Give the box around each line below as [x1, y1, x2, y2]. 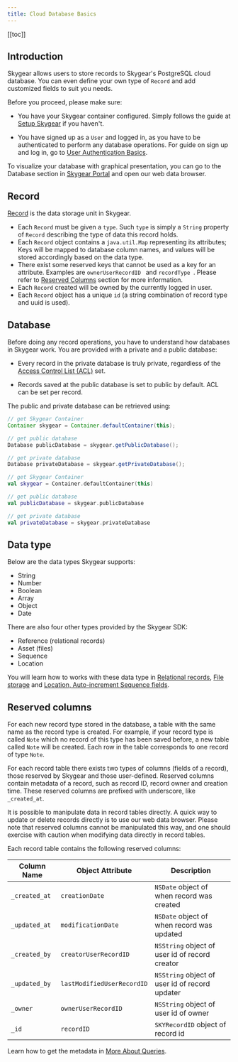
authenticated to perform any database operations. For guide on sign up [17, 141, 229, 149]
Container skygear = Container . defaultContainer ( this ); [7, 422, 176, 429]
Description [171, 866, 211, 876]
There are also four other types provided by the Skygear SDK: [7, 623, 188, 632]
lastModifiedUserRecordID [60, 980, 148, 988]
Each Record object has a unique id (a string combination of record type [17, 291, 228, 299]
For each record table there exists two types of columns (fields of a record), [7, 764, 229, 773]
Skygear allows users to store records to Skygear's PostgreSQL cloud [7, 69, 211, 78]
